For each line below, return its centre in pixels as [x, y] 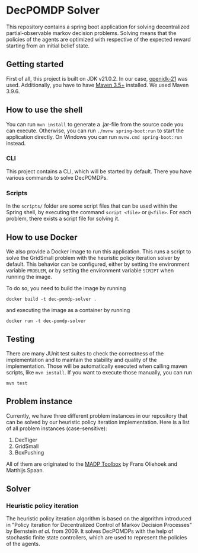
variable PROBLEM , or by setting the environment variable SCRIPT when [90, 270]
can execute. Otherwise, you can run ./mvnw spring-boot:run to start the [95, 131]
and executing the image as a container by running [68, 310]
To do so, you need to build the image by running [66, 288]
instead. [16, 143]
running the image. [29, 276]
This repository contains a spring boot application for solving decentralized [98, 27]
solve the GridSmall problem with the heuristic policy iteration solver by [93, 258]
